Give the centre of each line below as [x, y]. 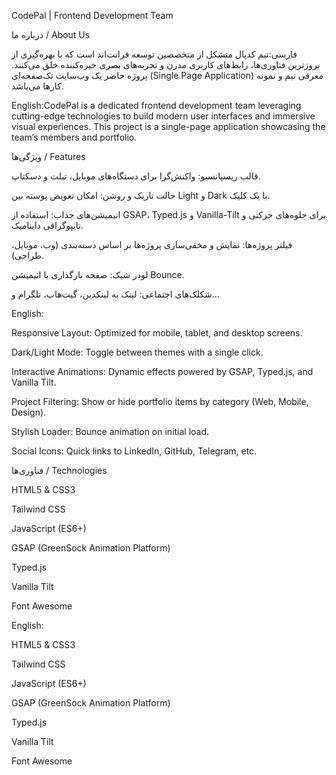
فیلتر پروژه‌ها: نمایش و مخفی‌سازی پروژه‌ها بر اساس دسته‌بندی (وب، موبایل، [152, 244]
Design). [29, 412]
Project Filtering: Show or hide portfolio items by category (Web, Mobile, [160, 401]
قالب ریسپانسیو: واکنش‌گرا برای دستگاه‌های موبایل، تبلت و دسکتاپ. [136, 176]
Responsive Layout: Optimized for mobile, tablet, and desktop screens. [157, 333]
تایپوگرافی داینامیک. [47, 225]
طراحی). [28, 255]
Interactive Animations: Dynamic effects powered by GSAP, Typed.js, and [162, 371]
